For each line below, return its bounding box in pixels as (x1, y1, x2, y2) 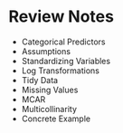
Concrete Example (21, 113, 91, 124)
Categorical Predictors (21, 36, 106, 47)
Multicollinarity (21, 103, 78, 114)
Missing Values (21, 84, 79, 95)
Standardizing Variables (21, 55, 110, 66)
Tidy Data (21, 74, 59, 85)
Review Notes (8, 6, 115, 27)
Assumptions (21, 45, 71, 56)
